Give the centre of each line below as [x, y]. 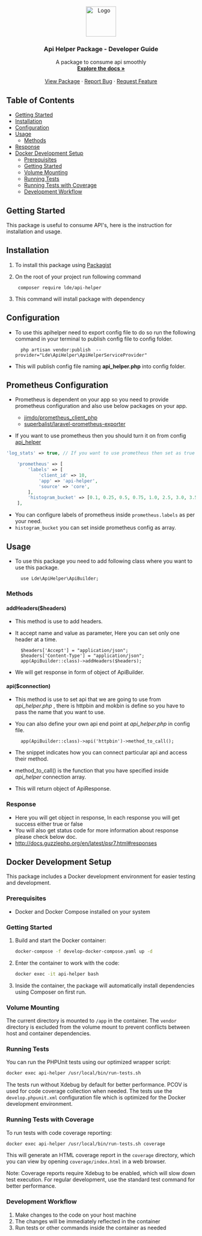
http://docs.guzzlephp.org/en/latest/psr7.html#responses [86, 843]
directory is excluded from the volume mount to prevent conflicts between [98, 1027]
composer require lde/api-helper [60, 287]
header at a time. [36, 639]
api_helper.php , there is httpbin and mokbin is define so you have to [100, 706]
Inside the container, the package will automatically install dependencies [105, 985]
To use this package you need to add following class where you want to [104, 561]
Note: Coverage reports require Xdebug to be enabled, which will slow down [101, 1173]
